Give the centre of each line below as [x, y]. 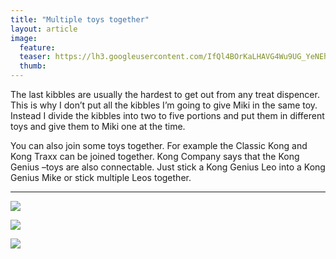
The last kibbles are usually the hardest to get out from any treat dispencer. [165, 94]
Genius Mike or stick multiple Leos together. [101, 177]
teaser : [35, 57]
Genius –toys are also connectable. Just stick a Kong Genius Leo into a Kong [168, 167]
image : [24, 38]
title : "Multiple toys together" [80, 19]
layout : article [44, 29]
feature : [37, 47]
